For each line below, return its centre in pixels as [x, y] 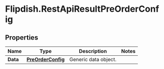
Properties [22, 37]
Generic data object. [93, 59]
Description [93, 51]
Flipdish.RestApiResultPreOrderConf [82, 9]
